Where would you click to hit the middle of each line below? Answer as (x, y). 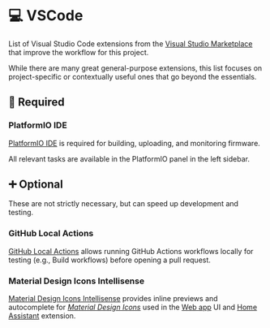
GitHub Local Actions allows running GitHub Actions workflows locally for (131, 251)
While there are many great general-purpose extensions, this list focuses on (135, 68)
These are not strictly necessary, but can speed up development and (124, 204)
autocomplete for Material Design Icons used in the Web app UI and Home (133, 307)
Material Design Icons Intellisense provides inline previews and (113, 299)
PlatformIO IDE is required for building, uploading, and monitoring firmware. (135, 143)
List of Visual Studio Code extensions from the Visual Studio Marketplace (131, 43)
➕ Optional (36, 185)
